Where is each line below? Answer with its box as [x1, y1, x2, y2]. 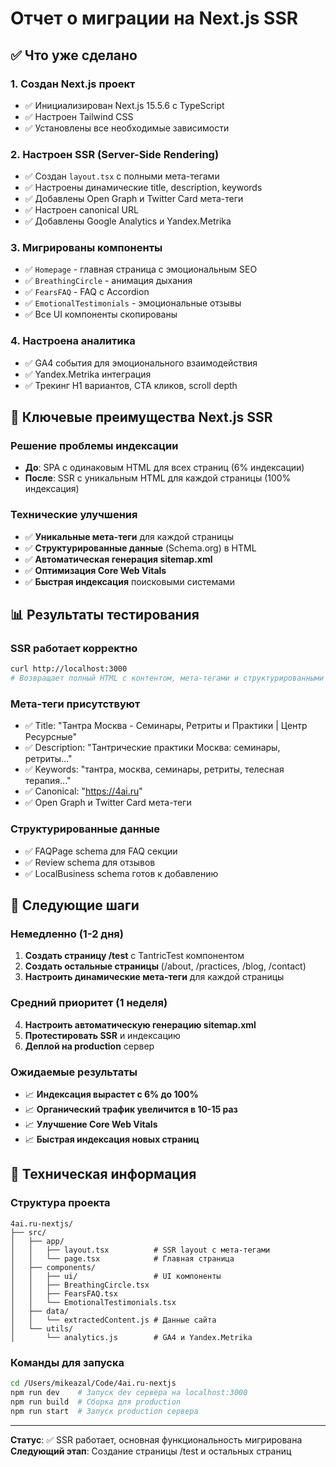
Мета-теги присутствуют [10, 697, 141, 711]
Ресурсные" [24, 731, 78, 743]
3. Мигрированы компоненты [10, 241, 163, 255]
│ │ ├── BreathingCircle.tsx [10, 1280, 150, 1290]
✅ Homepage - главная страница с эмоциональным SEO [24, 263, 258, 276]
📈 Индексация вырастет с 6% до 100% [24, 1088, 199, 1101]
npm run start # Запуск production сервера [10, 1406, 199, 1416]
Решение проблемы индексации [10, 439, 179, 453]
